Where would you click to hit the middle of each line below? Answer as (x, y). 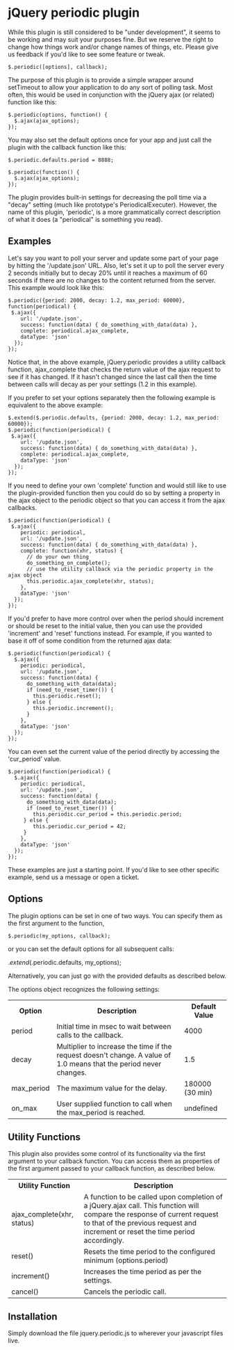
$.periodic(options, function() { (58, 115)
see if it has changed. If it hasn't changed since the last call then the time (112, 376)
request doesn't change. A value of (114, 1055)
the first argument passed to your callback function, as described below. (112, 1168)
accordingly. (104, 1241)
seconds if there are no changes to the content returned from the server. (112, 280)
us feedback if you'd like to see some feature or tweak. (86, 54)
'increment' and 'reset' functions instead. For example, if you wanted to (110, 633)
